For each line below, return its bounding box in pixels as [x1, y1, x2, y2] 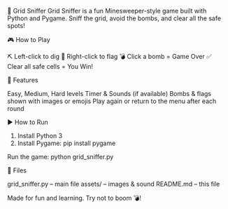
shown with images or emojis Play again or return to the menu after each [7, 97, 217, 105]
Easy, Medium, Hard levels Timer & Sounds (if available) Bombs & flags [7, 90, 212, 97]
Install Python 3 [17, 132, 63, 140]
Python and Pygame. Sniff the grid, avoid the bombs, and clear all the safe [7, 14, 222, 22]
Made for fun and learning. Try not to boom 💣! [7, 194, 141, 202]
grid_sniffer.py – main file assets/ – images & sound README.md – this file [7, 180, 220, 188]
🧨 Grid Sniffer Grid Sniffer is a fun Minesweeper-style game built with [7, 7, 207, 15]
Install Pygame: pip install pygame [17, 139, 116, 147]
